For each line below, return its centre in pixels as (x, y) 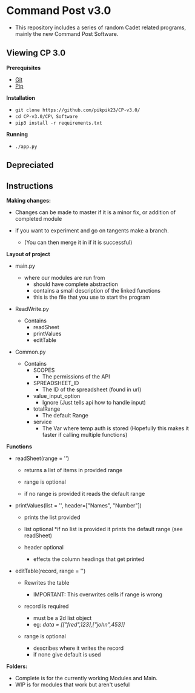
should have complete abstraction (75, 284)
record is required (46, 606)
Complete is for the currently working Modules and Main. (86, 678)
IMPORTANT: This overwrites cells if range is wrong (97, 594)
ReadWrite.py (32, 308)
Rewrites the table (47, 582)
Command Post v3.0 (59, 11)
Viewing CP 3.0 (36, 53)
